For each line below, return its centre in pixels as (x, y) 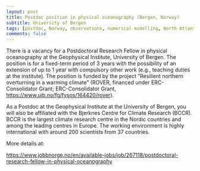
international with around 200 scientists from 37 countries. (78, 132)
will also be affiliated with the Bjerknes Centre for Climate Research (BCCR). (99, 113)
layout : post (22, 12)
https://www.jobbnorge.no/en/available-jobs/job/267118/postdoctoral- (92, 155)
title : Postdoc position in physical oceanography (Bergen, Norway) (93, 17)
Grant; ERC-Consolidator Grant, (77, 89)
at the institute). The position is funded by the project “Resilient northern (95, 76)
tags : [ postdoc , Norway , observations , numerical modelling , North (92, 28)
